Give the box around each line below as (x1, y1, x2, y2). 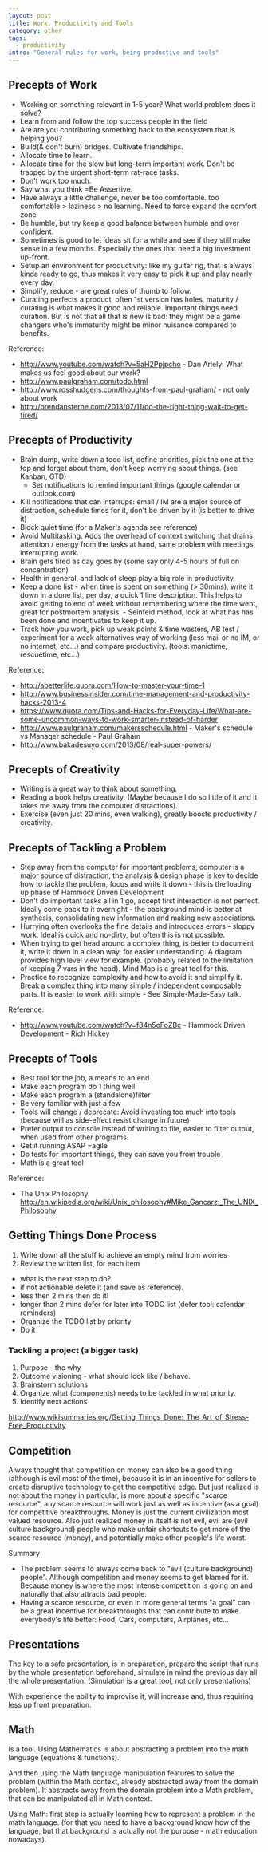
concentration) (19, 564, 69, 575)
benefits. (19, 328, 49, 338)
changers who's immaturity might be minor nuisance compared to (19, 320, 237, 330)
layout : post (8, 11, 52, 20)
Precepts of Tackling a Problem (8, 841, 167, 855)
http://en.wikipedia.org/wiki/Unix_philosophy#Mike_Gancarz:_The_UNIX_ (19, 1198, 259, 1207)
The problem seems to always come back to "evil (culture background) (19, 1563, 254, 1573)
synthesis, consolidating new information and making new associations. (19, 913, 257, 922)
